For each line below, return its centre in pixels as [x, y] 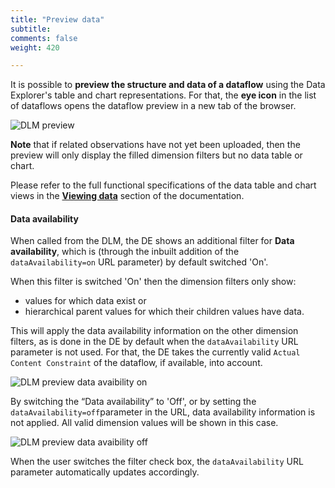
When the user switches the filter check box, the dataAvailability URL [157, 462]
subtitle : [31, 29]
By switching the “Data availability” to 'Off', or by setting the [133, 402]
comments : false [44, 38]
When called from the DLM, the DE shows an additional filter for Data [152, 241]
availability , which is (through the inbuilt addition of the [125, 252]
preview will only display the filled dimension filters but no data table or [156, 155]
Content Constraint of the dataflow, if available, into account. [136, 363]
